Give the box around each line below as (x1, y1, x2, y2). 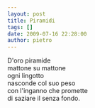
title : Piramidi (7, 17, 55, 24)
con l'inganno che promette (7, 87, 89, 95)
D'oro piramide (7, 56, 51, 65)
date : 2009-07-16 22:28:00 (7, 30, 87, 38)
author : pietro (7, 37, 52, 44)
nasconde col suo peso (7, 79, 76, 87)
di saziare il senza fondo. (7, 94, 80, 103)
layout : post (7, 10, 46, 18)
